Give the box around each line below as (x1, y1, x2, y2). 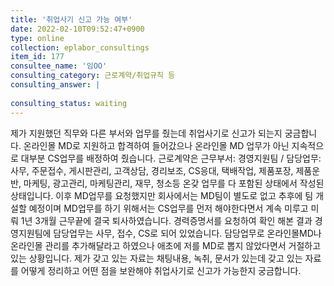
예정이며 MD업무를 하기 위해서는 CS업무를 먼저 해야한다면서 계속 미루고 (28, 202, 309, 214)
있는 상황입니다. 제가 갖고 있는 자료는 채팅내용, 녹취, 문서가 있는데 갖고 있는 (10, 252, 303, 264)
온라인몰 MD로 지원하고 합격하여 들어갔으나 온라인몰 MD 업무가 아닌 (23, 139, 290, 151)
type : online (10, 33, 65, 43)
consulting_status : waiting (10, 98, 128, 108)
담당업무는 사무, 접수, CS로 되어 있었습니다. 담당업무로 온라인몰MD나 (53, 227, 322, 239)
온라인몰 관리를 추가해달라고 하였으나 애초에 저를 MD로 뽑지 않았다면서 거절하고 (10, 239, 322, 251)
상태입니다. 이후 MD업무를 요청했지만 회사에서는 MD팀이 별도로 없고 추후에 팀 (10, 189, 314, 201)
